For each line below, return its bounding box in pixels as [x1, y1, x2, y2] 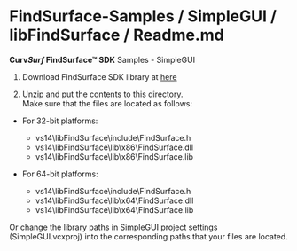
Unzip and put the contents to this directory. [21, 89, 184, 99]
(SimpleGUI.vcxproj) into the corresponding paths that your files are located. [9, 231, 288, 241]
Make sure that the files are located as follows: [21, 98, 193, 108]
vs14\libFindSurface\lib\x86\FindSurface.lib [35, 151, 193, 161]
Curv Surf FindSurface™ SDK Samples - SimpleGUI [9, 54, 196, 65]
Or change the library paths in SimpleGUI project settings [9, 222, 218, 232]
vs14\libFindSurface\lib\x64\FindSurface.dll [35, 195, 194, 206]
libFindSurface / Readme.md [9, 25, 224, 45]
